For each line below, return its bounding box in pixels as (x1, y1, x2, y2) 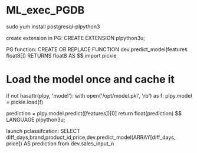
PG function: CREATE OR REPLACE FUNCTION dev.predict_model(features (6, 45, 188, 53)
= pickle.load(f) (6, 98, 44, 105)
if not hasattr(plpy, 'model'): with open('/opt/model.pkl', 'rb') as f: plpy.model (6, 92, 192, 99)
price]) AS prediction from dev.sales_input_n (6, 139, 114, 147)
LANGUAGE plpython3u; (6, 116, 65, 123)
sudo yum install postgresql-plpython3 (6, 23, 100, 30)
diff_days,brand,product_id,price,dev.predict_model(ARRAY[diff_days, (6, 134, 176, 141)
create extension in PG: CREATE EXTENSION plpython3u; (6, 34, 146, 41)
